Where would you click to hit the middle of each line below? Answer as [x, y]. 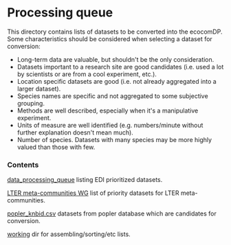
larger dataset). [39, 89]
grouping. [31, 103]
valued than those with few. [56, 147]
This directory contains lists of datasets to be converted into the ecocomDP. [115, 32]
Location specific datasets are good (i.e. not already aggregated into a [117, 81]
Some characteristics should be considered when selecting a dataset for [110, 38]
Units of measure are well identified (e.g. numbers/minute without [110, 125]
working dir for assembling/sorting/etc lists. [69, 234]
